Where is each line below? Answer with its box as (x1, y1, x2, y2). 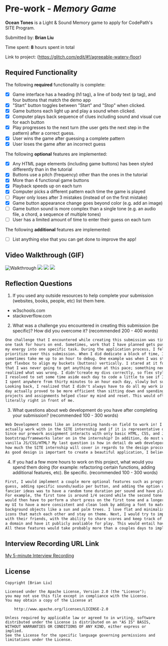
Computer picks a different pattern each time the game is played (12, 188, 146, 195)
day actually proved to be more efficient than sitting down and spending (5, 389, 164, 394)
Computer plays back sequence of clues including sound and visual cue (12, 113, 161, 119)
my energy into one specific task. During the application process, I (5, 347, 155, 352)
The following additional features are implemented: (5, 226, 111, 232)
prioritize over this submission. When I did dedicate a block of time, (5, 352, 160, 357)
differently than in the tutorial (12, 166, 72, 172)
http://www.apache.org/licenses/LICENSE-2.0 (14, 607, 108, 612)
